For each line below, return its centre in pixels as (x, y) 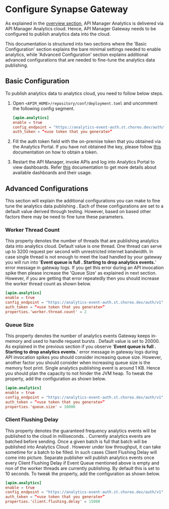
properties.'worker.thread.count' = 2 (46, 312)
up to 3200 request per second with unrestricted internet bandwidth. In (79, 251)
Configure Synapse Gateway (67, 9)
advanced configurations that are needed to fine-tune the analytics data (80, 60)
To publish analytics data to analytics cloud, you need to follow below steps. (84, 93)
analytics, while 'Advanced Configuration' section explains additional (77, 55)
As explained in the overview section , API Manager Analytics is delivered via (84, 23)
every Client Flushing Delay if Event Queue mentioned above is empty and (82, 463)
